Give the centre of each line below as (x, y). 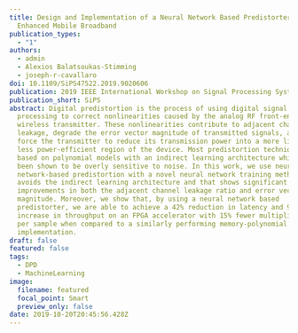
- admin (31, 59)
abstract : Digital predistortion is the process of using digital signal (149, 108)
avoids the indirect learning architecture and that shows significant (153, 183)
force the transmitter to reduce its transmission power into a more (148, 141)
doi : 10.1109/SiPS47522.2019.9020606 (79, 83)
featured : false (39, 249)
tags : (19, 257)
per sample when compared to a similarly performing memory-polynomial (153, 224)
